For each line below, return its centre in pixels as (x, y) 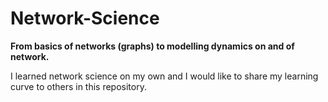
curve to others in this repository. (78, 86)
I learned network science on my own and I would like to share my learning (164, 76)
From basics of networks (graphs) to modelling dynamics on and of (152, 46)
